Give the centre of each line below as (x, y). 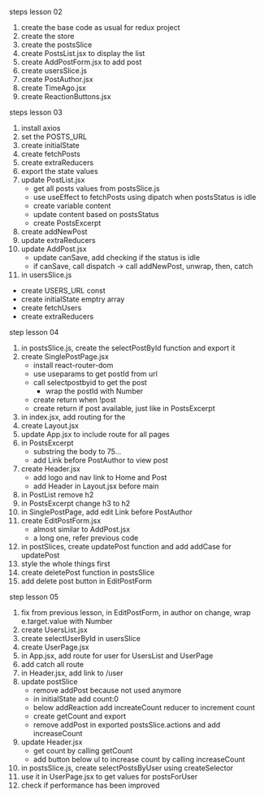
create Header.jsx (50, 469)
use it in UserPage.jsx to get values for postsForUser (109, 776)
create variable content (72, 206)
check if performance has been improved (91, 785)
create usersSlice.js (54, 71)
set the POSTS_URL (54, 137)
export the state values (59, 171)
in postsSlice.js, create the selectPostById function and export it (128, 348)
